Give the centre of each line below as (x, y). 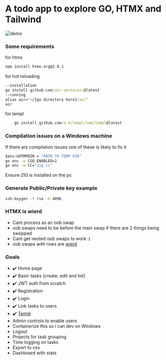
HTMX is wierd (24, 211)
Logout (20, 332)
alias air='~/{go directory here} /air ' (47, 99)
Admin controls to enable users (45, 321)
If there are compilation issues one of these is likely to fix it (66, 147)
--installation (21, 86)
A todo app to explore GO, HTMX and (83, 9)
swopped (22, 233)
